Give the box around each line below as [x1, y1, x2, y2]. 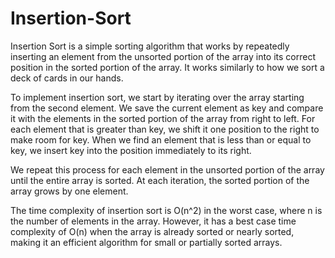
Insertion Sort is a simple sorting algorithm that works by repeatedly [10, 40, 290, 52]
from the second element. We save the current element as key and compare [10, 102, 324, 114]
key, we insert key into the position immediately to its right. [10, 144, 252, 156]
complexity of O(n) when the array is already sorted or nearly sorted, [10, 225, 295, 237]
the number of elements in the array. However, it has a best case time [10, 215, 297, 227]
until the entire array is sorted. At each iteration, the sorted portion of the [10, 174, 310, 186]
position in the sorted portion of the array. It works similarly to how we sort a [10, 61, 325, 73]
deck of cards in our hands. [10, 72, 124, 84]
